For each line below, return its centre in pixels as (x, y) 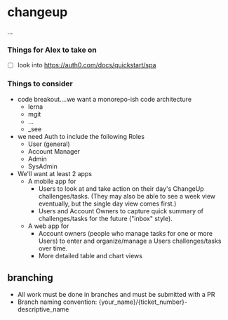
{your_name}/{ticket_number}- (143, 302)
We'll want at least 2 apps (55, 173)
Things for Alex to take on (52, 50)
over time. (53, 248)
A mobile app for (52, 181)
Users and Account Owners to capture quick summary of (121, 211)
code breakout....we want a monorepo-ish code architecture (104, 99)
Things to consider (40, 84)
